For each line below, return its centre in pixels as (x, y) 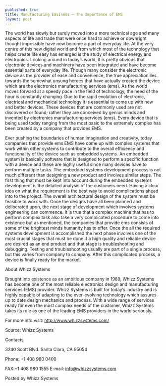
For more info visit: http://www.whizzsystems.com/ (57, 321)
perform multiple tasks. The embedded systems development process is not (83, 170)
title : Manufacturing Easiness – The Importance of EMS (64, 14)
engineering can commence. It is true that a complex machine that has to (80, 212)
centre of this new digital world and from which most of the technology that (82, 49)
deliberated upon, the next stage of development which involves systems (80, 207)
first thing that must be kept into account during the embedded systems (79, 180)
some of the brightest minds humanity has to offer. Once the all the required (83, 228)
